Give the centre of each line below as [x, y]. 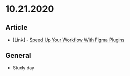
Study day [24, 68]
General [18, 55]
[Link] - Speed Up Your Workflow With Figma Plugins [69, 40]
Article [16, 28]
